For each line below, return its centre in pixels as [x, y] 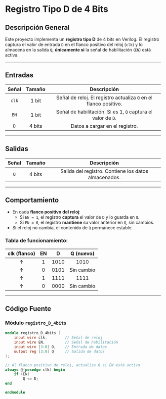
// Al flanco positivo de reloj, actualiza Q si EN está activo [73, 365]
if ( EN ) [22, 374]
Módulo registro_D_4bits [36, 323]
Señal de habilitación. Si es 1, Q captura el [104, 111]
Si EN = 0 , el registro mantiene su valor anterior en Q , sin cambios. [87, 223]
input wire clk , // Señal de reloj [58, 338]
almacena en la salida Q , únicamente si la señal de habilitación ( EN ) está [78, 50]
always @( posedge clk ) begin [35, 370]
